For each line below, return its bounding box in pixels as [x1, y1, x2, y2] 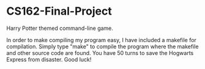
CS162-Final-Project [6, 4, 112, 18]
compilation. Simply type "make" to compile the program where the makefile [6, 43, 199, 50]
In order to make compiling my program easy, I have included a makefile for [6, 36, 197, 43]
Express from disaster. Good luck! [6, 56, 92, 63]
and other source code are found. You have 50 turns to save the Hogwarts [6, 49, 194, 56]
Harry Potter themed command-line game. [6, 24, 113, 32]
